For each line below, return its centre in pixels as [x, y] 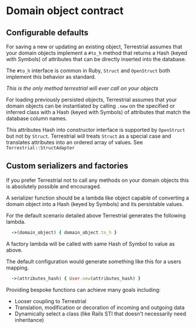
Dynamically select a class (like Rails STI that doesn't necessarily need [100, 314]
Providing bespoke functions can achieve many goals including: [83, 290]
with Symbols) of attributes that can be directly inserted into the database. [96, 59]
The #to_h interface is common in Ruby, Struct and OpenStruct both [88, 71]
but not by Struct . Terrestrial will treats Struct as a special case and [89, 136]
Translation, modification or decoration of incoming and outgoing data [99, 307]
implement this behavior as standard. [51, 77]
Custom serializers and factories [67, 166]
